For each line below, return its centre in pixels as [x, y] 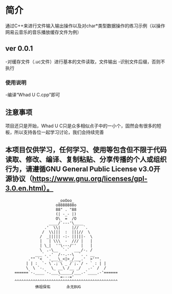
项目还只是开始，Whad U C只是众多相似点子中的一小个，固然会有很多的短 [83, 126]
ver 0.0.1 [19, 48]
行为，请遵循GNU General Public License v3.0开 [83, 169]
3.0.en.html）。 [29, 189]
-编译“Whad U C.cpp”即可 [33, 95]
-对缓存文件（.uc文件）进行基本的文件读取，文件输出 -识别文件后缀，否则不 [85, 62]
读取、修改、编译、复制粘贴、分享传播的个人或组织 [86, 160]
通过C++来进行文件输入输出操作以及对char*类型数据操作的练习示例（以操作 [85, 26]
